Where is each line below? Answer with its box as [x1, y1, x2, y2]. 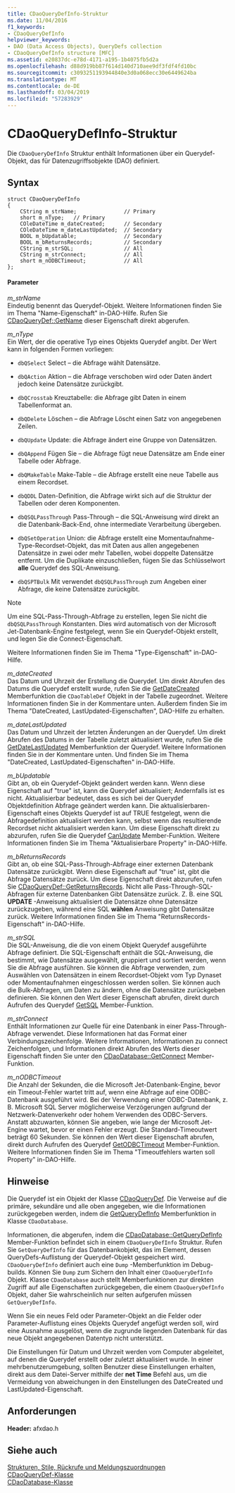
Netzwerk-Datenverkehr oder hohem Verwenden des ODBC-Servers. [7, 1110, 208, 1118]
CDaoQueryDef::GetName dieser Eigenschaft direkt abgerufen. [7, 316, 190, 325]
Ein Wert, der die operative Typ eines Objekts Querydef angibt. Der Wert [7, 337, 217, 346]
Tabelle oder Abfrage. [17, 456, 81, 465]
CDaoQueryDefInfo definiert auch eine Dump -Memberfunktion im [7, 1260, 190, 1268]
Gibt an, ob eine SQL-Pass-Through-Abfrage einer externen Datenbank [7, 860, 213, 868]
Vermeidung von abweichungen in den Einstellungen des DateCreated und [7, 1378, 224, 1386]
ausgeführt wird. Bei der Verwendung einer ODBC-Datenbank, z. [40, 1095, 229, 1104]
